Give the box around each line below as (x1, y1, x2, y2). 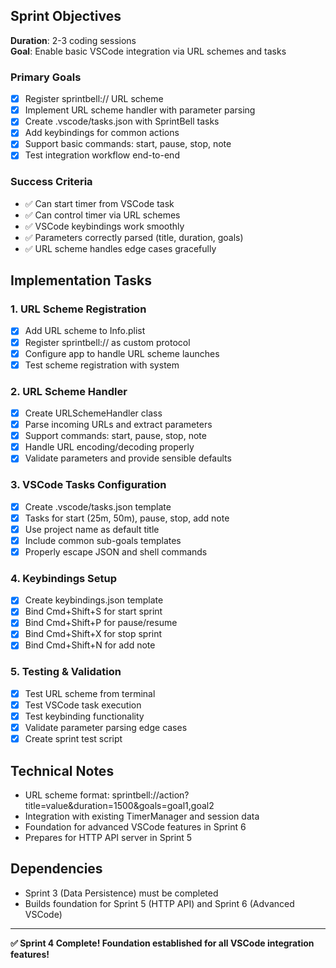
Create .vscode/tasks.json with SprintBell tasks (24, 115, 220, 128)
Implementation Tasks (10, 272, 152, 289)
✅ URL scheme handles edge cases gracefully (24, 242, 217, 254)
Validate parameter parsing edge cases (24, 722, 188, 734)
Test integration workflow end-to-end (24, 149, 180, 161)
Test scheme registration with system (24, 359, 180, 371)
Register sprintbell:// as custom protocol (24, 336, 191, 348)
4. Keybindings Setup (10, 571, 117, 585)
